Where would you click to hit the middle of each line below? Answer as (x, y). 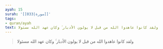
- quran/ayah (18, 23)
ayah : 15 (14, 9)
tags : (10, 18)
